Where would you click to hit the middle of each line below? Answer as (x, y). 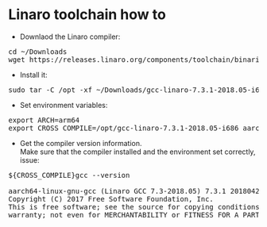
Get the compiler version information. (81, 143)
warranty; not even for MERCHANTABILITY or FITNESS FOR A (124, 215)
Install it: (33, 75)
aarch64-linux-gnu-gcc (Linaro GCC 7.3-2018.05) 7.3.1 (117, 191)
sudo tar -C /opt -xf (50, 90)
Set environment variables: (64, 105)
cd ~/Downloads (38, 52)
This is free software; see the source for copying (111, 207)
